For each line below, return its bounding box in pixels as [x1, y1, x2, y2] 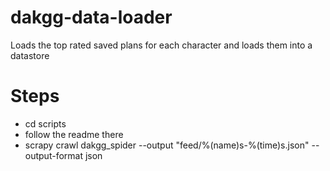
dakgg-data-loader [10, 6, 173, 29]
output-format [24, 149, 84, 161]
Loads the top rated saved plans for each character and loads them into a [10, 39, 313, 51]
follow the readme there [24, 128, 124, 140]
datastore [10, 49, 50, 61]
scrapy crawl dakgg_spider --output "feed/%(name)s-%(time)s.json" [24, 139, 310, 151]
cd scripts [24, 117, 67, 130]
